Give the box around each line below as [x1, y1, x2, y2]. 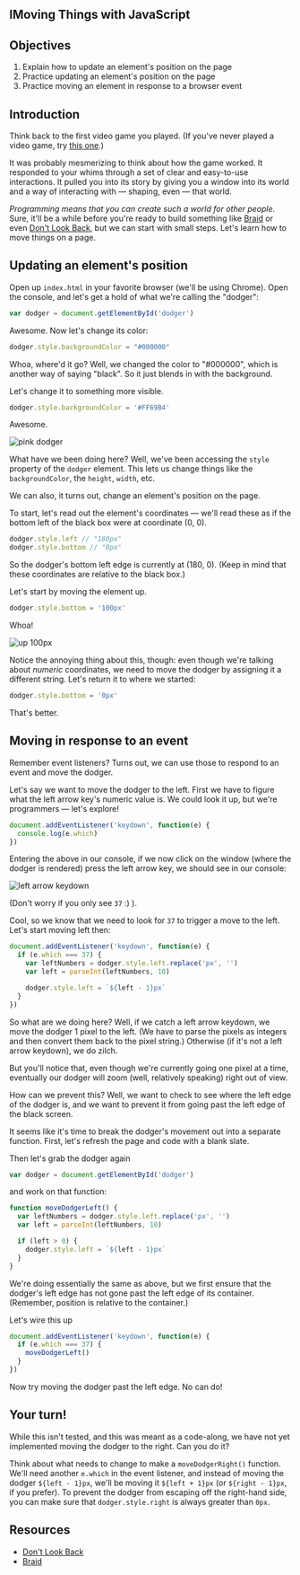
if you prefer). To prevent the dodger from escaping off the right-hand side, [9, 1486, 287, 1498]
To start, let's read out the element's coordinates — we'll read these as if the [9, 507, 292, 519]
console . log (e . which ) [17, 829, 99, 838]
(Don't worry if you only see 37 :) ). [9, 898, 137, 909]
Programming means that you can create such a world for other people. [9, 204, 276, 215]
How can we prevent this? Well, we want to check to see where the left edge [9, 1089, 292, 1100]
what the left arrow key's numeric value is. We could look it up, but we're [9, 794, 278, 805]
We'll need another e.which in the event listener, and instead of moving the [9, 1467, 285, 1478]
